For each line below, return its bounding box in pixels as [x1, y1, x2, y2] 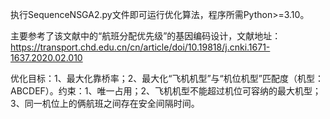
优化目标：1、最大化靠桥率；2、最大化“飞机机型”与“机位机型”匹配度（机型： [10, 73, 324, 84]
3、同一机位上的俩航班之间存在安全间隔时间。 [10, 98, 200, 109]
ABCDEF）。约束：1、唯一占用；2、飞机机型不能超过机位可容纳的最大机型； [10, 85, 322, 97]
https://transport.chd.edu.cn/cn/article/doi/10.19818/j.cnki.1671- [10, 41, 271, 53]
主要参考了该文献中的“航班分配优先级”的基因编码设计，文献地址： [10, 30, 282, 42]
